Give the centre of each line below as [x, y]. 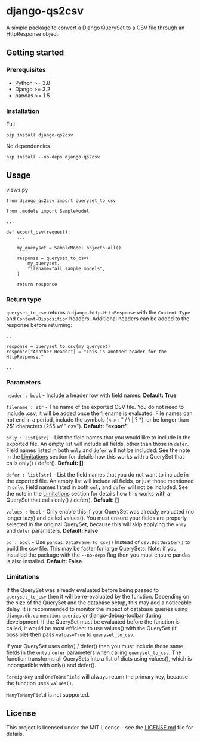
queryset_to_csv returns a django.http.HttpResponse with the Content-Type [98, 313]
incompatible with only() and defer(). [51, 665]
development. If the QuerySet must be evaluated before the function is [93, 622]
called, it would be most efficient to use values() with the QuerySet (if [92, 628]
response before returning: [39, 325]
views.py [17, 190]
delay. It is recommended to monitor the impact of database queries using [97, 609]
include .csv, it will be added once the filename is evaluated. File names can [99, 413]
